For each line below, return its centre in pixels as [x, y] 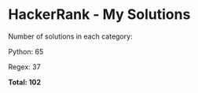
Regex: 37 [24, 67]
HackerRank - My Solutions [99, 15]
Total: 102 [25, 82]
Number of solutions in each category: [70, 36]
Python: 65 [26, 51]
